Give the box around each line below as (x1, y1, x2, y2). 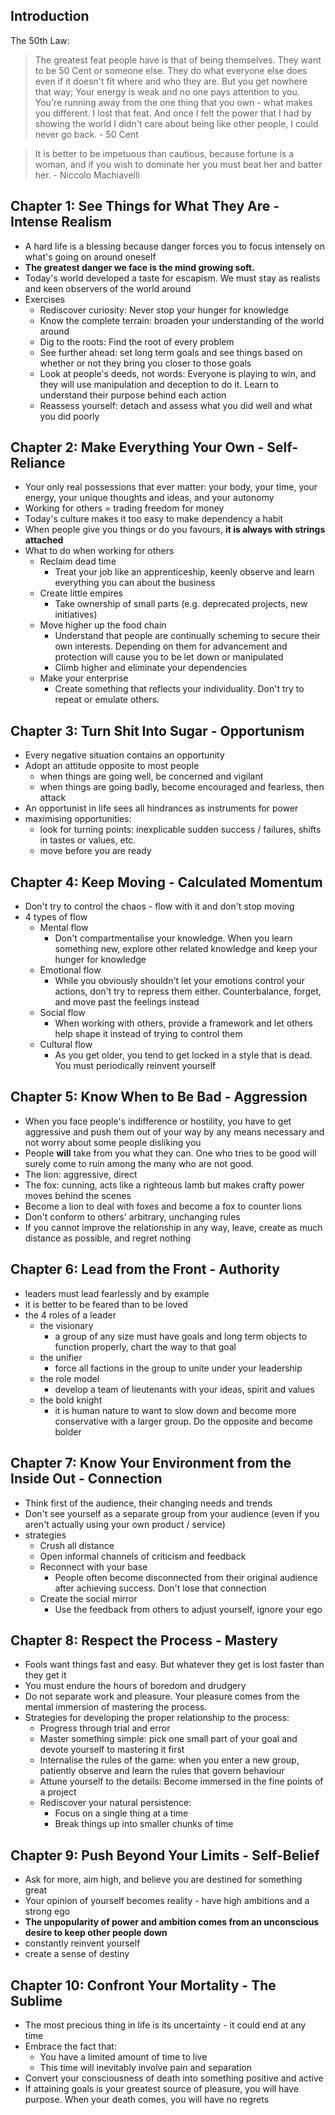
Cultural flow (39, 1039, 93, 1051)
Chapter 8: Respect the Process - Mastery (10, 1632, 278, 1649)
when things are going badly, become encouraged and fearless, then (39, 781, 325, 793)
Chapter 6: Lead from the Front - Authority (10, 1261, 280, 1278)
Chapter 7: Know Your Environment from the (10, 1455, 292, 1472)
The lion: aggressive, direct (24, 1168, 138, 1180)
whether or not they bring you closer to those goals (39, 357, 252, 369)
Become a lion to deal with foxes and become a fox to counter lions (24, 1200, 302, 1212)
